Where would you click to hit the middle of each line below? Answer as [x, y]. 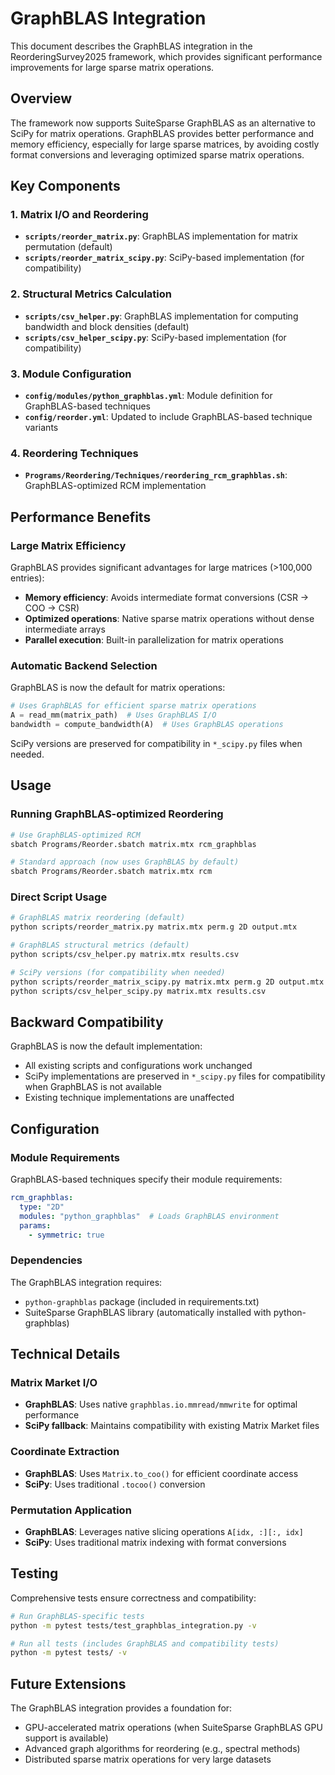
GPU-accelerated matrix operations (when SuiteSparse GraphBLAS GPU [173, 1728]
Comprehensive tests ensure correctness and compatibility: [133, 1598]
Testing [34, 1573]
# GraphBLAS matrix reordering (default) [98, 918]
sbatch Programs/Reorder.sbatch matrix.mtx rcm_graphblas [133, 844]
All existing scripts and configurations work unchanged [138, 1066]
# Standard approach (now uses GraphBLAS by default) [125, 862]
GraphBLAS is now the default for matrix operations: [118, 688]
